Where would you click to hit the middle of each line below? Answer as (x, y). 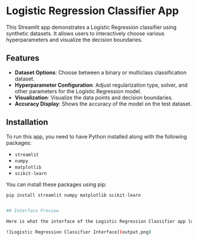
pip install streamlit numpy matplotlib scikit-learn (74, 195)
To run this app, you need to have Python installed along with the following (97, 136)
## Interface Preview (33, 211)
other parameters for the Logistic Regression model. (78, 91)
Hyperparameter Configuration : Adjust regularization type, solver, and (101, 85)
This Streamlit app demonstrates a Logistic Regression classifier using (91, 27)
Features (23, 58)
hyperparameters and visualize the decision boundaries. (75, 39)
